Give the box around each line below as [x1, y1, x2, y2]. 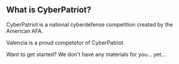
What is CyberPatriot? [6, 5, 92, 15]
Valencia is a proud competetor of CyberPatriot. [6, 39, 125, 46]
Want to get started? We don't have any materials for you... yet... [6, 51, 166, 58]
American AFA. [6, 27, 43, 34]
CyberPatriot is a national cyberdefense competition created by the [6, 21, 174, 28]
